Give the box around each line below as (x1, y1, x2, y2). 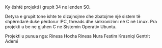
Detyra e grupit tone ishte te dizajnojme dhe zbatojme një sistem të (5, 14, 141, 19)
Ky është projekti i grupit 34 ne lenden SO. (5, 4, 91, 10)
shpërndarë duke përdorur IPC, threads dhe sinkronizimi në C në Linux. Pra (5, 19, 157, 24)
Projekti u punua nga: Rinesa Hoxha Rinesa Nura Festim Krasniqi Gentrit (5, 33, 150, 39)
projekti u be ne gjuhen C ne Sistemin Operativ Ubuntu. (5, 24, 117, 30)
